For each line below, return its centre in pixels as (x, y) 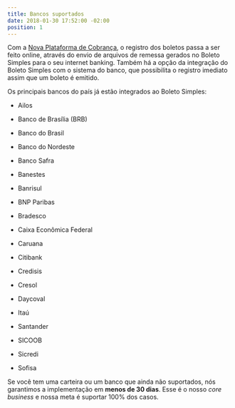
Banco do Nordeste (46, 147)
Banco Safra (36, 160)
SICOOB (30, 340)
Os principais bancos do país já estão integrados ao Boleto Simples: (107, 92)
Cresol (27, 285)
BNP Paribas (36, 202)
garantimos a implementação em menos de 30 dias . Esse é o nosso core (115, 389)
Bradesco (32, 216)
